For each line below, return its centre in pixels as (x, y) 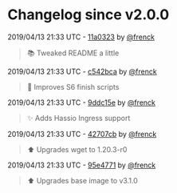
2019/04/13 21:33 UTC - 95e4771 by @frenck (82, 165)
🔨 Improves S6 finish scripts (73, 86)
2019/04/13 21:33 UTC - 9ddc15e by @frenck (82, 103)
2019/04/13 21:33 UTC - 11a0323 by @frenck (81, 37)
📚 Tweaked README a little (73, 53)
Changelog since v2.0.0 (88, 15)
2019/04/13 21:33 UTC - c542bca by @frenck (82, 71)
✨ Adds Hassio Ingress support (79, 118)
